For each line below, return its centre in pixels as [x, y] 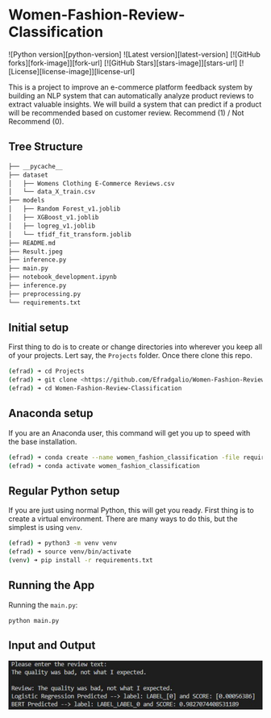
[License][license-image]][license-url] [72, 71]
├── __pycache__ [35, 166]
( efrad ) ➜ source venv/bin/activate [70, 552]
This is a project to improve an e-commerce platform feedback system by [130, 87]
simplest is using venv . [46, 528]
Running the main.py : [43, 605]
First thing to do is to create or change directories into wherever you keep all [135, 347]
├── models [27, 200]
